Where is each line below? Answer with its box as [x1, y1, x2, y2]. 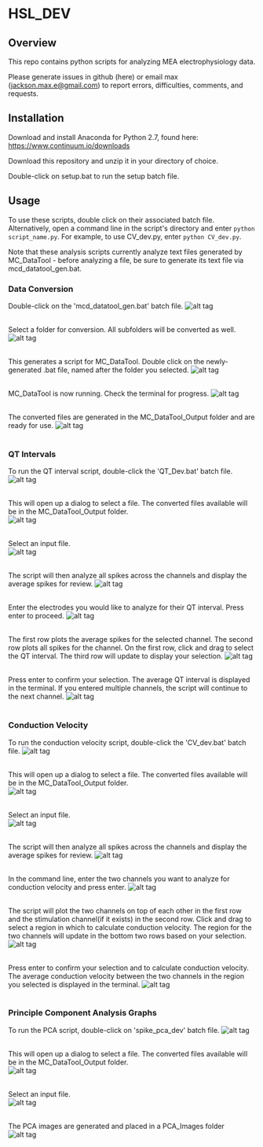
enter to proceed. [8, 611, 64, 621]
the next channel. [8, 692, 64, 701]
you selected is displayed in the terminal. [8, 979, 141, 989]
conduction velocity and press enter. [8, 882, 127, 891]
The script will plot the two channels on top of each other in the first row [8, 905, 242, 915]
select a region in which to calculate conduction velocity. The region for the [8, 922, 253, 932]
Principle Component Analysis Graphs [8, 1008, 157, 1019]
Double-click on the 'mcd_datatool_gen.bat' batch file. [8, 301, 184, 311]
